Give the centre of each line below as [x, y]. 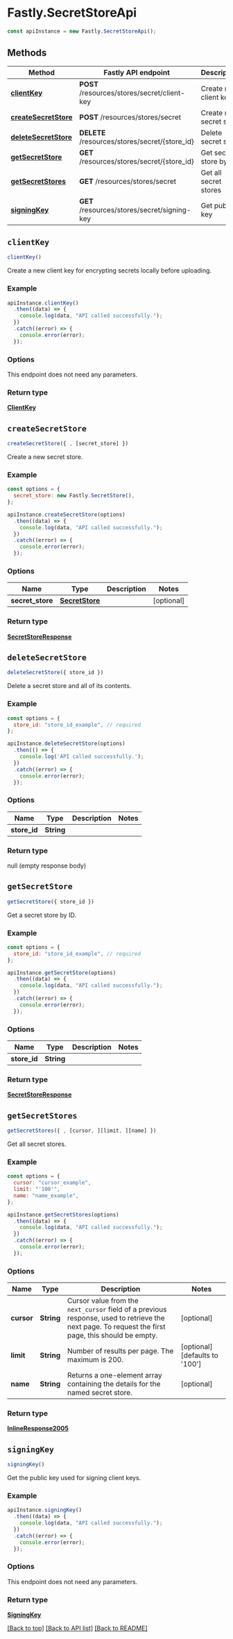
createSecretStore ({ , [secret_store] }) [68, 444]
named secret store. [100, 1393]
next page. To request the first [116, 1327]
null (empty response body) [47, 866]
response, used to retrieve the [116, 1318]
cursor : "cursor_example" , [52, 1183]
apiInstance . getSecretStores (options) [63, 1215]
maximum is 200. [95, 1359]
